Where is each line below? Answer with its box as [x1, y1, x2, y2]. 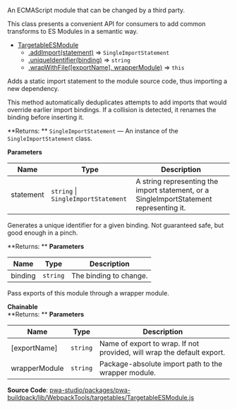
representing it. [135, 203, 186, 212]
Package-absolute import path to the [99, 359, 223, 369]
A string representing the [135, 176, 219, 186]
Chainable [7, 303, 38, 311]
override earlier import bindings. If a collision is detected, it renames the [7, 106, 217, 114]
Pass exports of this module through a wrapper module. [7, 289, 169, 297]
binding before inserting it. [7, 113, 85, 121]
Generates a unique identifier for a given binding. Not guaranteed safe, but [7, 221, 224, 229]
